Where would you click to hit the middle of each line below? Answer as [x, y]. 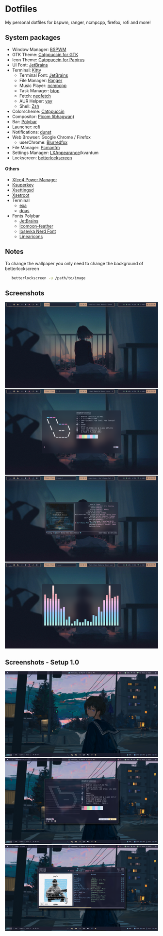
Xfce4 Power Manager [34, 179]
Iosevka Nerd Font [38, 231]
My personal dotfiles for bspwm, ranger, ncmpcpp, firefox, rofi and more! [78, 22]
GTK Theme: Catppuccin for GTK [45, 54]
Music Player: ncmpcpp [43, 85]
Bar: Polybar [24, 121]
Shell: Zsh [29, 106]
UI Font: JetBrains [30, 65]
